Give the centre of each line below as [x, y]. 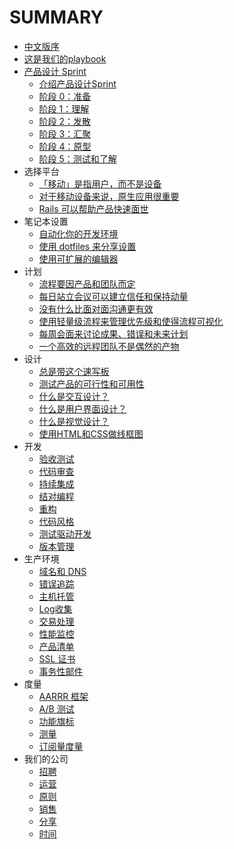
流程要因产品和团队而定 [87, 283]
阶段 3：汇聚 [65, 133]
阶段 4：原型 [65, 146]
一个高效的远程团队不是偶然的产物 [109, 346]
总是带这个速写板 [74, 371]
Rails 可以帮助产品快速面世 [93, 208]
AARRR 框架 [63, 696]
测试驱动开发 [65, 533]
